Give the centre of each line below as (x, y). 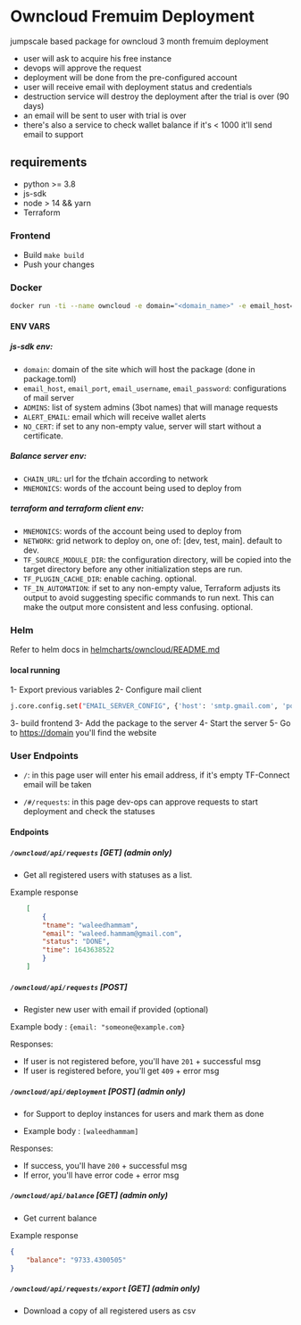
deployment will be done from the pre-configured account (130, 77)
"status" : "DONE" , (76, 942)
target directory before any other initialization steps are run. (133, 569)
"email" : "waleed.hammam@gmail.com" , (112, 933)
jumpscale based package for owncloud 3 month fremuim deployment (139, 41)
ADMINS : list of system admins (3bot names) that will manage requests (150, 407)
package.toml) (50, 379)
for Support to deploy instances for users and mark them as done (143, 1113)
